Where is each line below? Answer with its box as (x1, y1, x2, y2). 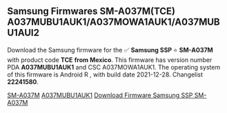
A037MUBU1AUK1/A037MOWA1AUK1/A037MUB (7, 17, 220, 28)
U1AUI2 (7, 27, 40, 39)
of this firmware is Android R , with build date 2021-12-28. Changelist (7, 70, 204, 79)
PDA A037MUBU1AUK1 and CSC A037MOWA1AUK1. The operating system (7, 63, 221, 71)
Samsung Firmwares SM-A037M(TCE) (7, 6, 176, 17)
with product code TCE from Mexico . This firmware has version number (7, 55, 213, 64)
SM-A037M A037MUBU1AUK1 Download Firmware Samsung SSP (7, 91, 193, 99)
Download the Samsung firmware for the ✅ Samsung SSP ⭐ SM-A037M (7, 45, 214, 54)
